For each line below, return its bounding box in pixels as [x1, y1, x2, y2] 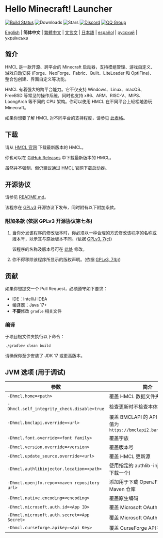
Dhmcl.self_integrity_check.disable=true [7, 406, 105, 412]
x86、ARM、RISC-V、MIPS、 [84, 92, 144, 98]
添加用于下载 [109, 479, 139, 486]
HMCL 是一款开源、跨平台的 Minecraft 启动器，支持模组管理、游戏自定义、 [5, 64, 155, 70]
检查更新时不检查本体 [109, 404, 158, 410]
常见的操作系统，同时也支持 [28, 92, 83, 98]
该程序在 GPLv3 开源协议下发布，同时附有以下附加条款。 [5, 205, 118, 211]
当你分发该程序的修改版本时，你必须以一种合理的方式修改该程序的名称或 [12, 229, 157, 236]
